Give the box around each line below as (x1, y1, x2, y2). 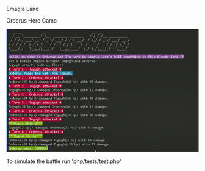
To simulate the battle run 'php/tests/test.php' (6, 158, 121, 165)
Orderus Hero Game (6, 17, 57, 24)
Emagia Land (6, 5, 39, 12)
